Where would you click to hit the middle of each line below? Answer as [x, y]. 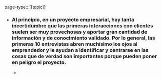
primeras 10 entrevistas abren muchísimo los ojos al [74, 44]
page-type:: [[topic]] [25, 7]
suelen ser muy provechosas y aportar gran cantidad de [79, 32]
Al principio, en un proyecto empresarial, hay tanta [73, 20]
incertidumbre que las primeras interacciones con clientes [82, 25]
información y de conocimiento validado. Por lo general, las [83, 38]
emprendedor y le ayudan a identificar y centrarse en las [80, 50]
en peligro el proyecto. [39, 62]
